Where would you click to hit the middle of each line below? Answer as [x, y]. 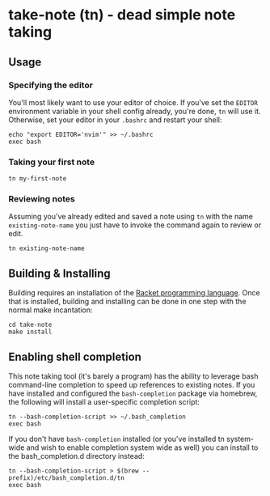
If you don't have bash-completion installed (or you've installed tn [116, 439]
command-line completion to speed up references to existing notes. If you [132, 385]
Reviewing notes [42, 199]
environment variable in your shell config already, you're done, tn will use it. [135, 111]
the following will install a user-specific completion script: [104, 402]
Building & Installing [59, 273]
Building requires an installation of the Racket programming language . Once [134, 293]
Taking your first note [52, 162]
